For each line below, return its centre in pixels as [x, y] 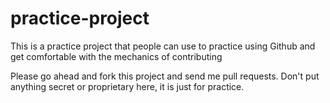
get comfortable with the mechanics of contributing [116, 56]
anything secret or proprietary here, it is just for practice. [127, 86]
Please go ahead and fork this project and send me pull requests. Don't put [165, 76]
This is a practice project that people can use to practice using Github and [163, 46]
